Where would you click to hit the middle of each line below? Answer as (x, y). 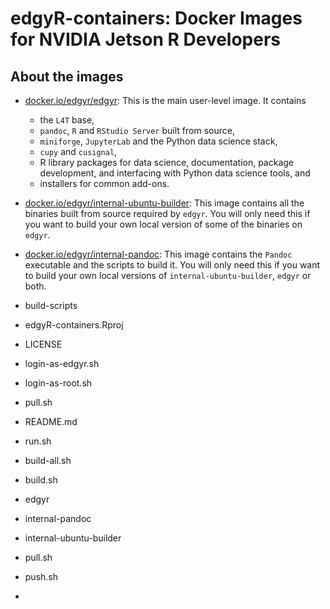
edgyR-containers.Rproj (74, 325)
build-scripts (51, 305)
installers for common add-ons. (104, 183)
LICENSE (43, 344)
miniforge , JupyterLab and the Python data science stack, (158, 141)
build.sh (41, 480)
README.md (51, 421)
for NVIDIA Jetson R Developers (146, 39)
